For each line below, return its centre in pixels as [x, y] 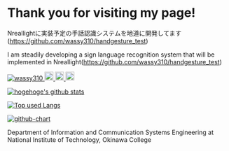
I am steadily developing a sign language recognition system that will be [111, 55]
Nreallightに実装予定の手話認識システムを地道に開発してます [95, 33]
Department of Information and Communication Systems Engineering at [111, 132]
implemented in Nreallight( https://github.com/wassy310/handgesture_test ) [115, 62]
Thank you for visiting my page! [102, 13]
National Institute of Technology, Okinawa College [79, 139]
